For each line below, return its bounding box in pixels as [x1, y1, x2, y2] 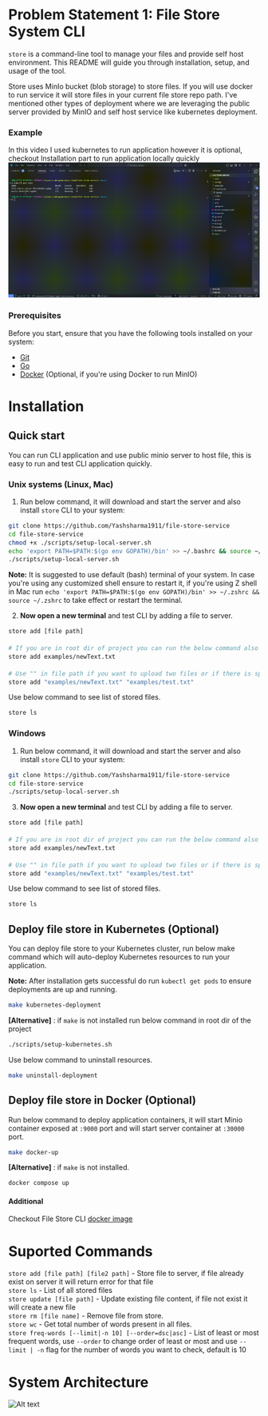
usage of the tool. [8, 66, 66, 75]
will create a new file [8, 1302, 76, 1312]
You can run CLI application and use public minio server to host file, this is [8, 450, 252, 460]
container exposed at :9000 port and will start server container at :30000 [8, 1123, 245, 1133]
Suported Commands [8, 1242, 153, 1260]
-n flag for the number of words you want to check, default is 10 [37, 1345, 246, 1354]
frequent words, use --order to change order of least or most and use [8, 1337, 238, 1346]
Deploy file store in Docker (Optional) [8, 1094, 197, 1107]
